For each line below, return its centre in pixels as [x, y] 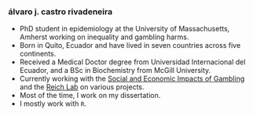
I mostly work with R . [53, 103]
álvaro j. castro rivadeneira [60, 12]
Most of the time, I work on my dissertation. [90, 96]
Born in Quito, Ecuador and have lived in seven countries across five [130, 45]
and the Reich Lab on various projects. [82, 87]
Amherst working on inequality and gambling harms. [104, 37]
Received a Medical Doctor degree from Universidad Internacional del [132, 62]
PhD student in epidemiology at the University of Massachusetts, [125, 29]
